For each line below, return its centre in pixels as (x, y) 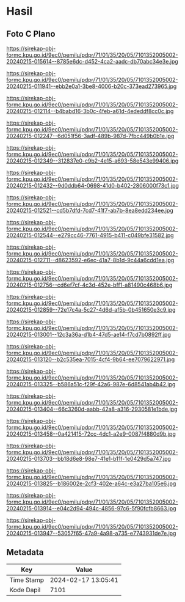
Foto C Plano (31, 34)
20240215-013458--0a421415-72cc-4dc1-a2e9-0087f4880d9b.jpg (91, 434)
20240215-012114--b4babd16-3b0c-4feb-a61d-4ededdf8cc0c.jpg (90, 111)
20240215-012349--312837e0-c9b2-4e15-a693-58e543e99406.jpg (92, 161)
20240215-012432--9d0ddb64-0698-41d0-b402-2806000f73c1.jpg (92, 185)
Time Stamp (27, 580)
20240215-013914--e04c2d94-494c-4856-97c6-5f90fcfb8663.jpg (91, 508)
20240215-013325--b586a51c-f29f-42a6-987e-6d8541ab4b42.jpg (91, 384)
